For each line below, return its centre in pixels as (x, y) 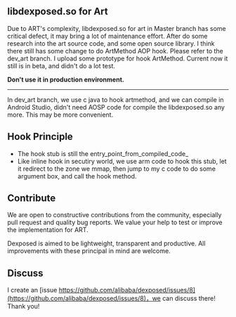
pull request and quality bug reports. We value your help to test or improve (115, 222)
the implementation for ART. (48, 230)
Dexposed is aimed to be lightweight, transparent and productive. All (106, 244)
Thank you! (24, 306)
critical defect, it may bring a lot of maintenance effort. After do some (107, 36)
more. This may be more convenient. (60, 115)
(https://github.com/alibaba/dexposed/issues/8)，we (84, 299)
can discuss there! (189, 299)
